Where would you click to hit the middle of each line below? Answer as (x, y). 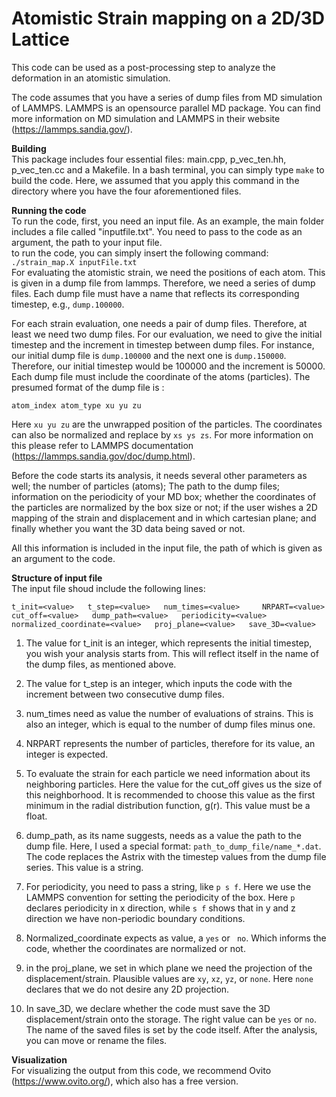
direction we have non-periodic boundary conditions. (135, 918)
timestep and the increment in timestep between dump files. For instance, (163, 344)
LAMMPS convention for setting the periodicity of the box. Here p (160, 897)
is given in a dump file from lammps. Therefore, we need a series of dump (163, 283)
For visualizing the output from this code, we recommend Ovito (141, 1070)
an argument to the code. (63, 558)
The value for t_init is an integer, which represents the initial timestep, (169, 643)
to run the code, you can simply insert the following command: (140, 253)
